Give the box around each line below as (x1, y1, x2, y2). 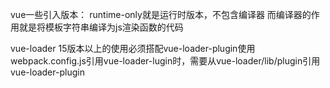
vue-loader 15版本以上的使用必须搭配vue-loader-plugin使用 (10, 43, 256, 54)
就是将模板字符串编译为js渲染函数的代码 (18, 21, 184, 33)
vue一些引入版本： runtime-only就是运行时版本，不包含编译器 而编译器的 (10, 9, 312, 20)
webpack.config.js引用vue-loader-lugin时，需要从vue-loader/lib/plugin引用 (10, 55, 321, 67)
